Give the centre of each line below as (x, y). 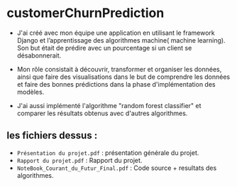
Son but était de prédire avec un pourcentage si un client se (104, 48)
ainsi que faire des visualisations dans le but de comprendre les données (123, 77)
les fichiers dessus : (52, 135)
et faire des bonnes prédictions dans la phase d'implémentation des (116, 84)
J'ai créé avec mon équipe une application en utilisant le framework (116, 33)
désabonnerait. (39, 55)
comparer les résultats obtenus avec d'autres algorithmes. (102, 113)
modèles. (31, 92)
